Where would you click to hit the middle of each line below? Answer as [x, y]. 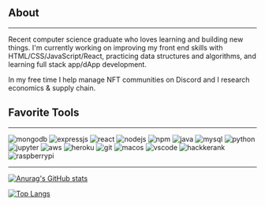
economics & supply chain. [52, 88]
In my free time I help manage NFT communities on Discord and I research [129, 79]
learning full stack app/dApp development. [78, 64]
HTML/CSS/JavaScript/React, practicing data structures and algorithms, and [132, 56]
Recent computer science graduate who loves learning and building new [126, 39]
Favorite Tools [44, 113]
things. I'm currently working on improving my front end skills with [116, 47]
